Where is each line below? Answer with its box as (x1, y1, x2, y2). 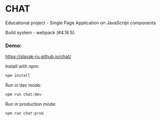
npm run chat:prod (5, 110, 44, 116)
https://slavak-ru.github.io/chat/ (5, 53, 71, 59)
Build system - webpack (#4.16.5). (5, 29, 76, 35)
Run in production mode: (5, 101, 56, 107)
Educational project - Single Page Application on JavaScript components (5, 20, 156, 26)
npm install (5, 73, 30, 78)
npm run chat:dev (5, 92, 42, 97)
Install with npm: (5, 64, 39, 70)
